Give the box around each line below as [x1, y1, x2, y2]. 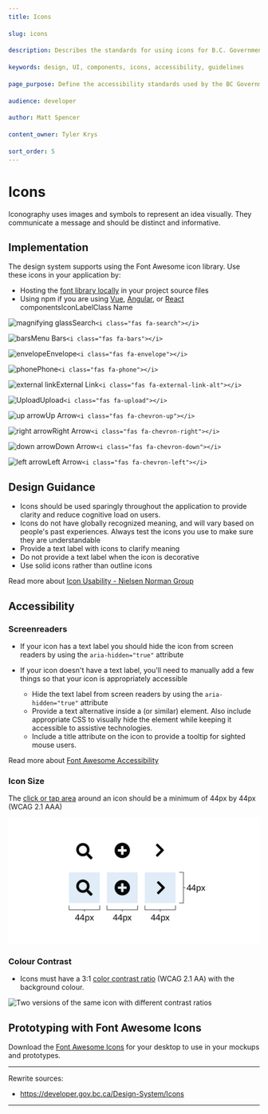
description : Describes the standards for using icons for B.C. [8, 46, 227, 55]
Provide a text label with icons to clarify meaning [19, 544, 180, 553]
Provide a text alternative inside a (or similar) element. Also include [31, 706, 251, 715]
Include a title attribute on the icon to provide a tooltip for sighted [31, 731, 246, 741]
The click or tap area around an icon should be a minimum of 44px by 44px [8, 793, 257, 803]
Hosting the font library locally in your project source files [19, 285, 209, 295]
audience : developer [8, 96, 77, 105]
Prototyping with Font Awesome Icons [8, 1021, 202, 1034]
